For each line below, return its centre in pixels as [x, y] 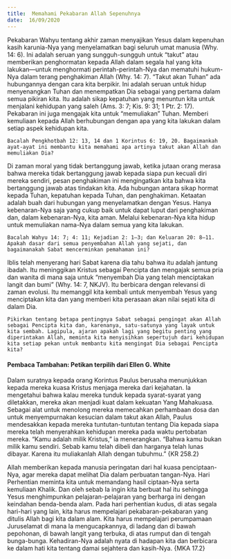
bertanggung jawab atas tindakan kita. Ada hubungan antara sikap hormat [113, 188]
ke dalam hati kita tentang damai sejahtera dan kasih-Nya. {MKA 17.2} [106, 548]
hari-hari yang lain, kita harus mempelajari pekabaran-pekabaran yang [108, 511]
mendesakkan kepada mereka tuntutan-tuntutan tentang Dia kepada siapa [113, 424]
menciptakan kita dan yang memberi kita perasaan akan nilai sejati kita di [111, 299]
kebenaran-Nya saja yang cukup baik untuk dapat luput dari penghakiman [113, 210]
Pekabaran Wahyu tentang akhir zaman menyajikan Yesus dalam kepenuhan [116, 39]
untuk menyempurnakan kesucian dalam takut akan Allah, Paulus [100, 417]
